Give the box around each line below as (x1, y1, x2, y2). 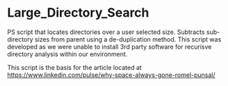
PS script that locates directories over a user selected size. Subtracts (7, 28, 205, 36)
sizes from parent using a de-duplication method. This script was (34, 35, 222, 43)
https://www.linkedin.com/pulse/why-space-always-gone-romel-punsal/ (7, 71, 215, 79)
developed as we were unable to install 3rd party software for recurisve (7, 42, 212, 51)
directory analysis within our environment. (7, 50, 128, 58)
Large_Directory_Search (7, 5, 149, 21)
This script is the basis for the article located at (7, 63, 142, 71)
